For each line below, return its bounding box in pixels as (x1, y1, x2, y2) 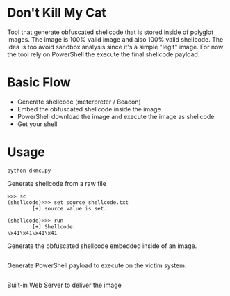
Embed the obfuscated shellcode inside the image (17, 104, 161, 113)
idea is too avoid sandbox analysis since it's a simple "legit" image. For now (7, 42, 224, 51)
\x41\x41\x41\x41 (7, 229, 58, 236)
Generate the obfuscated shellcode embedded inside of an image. (7, 242, 197, 250)
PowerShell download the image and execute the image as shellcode (17, 112, 215, 120)
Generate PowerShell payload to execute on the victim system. (7, 261, 187, 270)
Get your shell (17, 120, 58, 128)
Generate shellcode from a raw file (7, 179, 106, 187)
